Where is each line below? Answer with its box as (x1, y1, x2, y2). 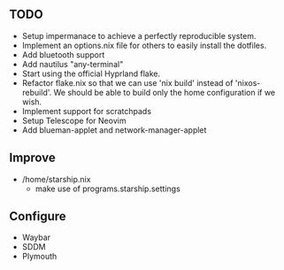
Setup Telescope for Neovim (21, 115, 127, 126)
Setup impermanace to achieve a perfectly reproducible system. (21, 30, 257, 41)
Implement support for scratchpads (21, 105, 152, 116)
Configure (9, 209, 66, 224)
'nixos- (234, 77, 261, 88)
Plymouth (21, 251, 58, 262)
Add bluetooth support (21, 49, 105, 60)
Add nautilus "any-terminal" (21, 58, 124, 69)
